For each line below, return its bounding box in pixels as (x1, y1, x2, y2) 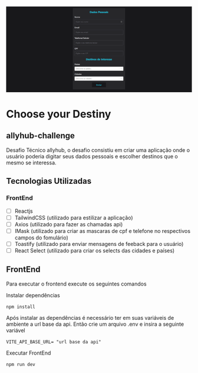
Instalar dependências (6, 291, 60, 299)
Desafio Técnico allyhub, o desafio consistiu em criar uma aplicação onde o (6, 146, 190, 154)
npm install (6, 304, 35, 310)
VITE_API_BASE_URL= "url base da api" (6, 339, 101, 345)
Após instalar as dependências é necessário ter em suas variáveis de (6, 314, 174, 321)
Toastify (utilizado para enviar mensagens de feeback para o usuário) (14, 240, 184, 247)
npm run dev (6, 361, 35, 367)
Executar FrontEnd (6, 349, 51, 356)
